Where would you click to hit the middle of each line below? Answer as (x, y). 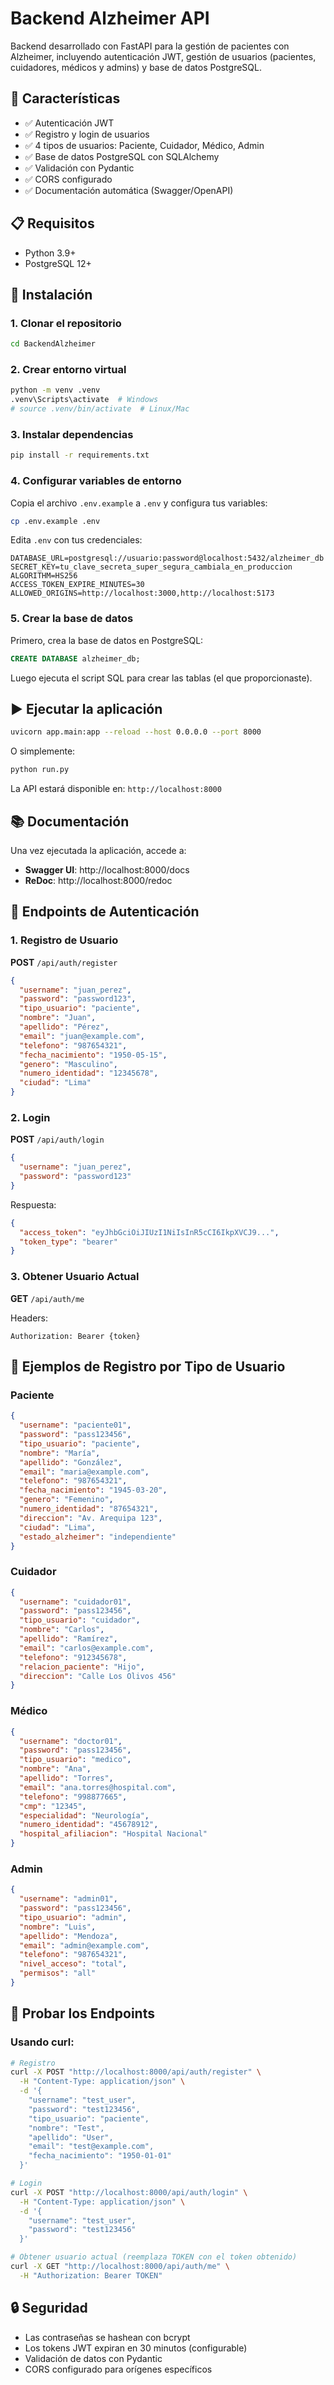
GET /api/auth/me (47, 1298)
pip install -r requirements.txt (80, 455)
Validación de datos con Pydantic (93, 2358)
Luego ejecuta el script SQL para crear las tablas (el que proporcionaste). (161, 678)
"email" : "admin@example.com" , (84, 1945)
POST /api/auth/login (57, 1139)
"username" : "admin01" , (68, 1899)
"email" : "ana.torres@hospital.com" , (98, 1787)
